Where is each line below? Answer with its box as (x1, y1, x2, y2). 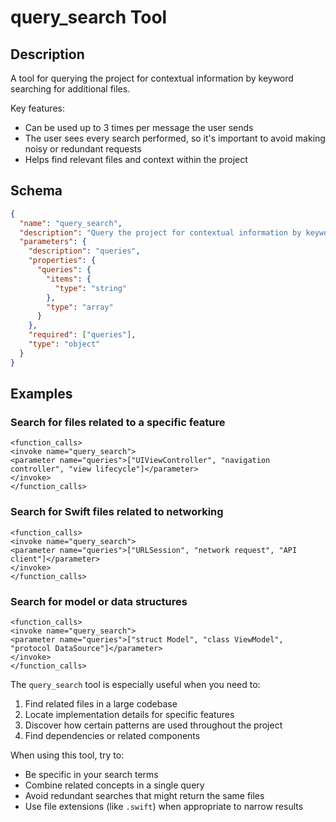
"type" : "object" (28, 339, 101, 350)
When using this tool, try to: (10, 749, 125, 761)
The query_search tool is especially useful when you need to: (10, 678, 261, 690)
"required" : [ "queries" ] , (28, 330, 137, 340)
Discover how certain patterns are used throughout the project (24, 719, 283, 731)
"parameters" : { (19, 237, 87, 247)
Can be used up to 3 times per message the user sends (24, 122, 254, 133)
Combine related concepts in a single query (24, 779, 205, 791)
